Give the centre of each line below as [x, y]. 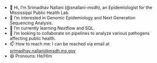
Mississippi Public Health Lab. [39, 13]
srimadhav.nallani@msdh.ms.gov [43, 51]
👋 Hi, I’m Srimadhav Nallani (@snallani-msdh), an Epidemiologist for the [81, 8]
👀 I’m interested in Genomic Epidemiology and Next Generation [72, 18]
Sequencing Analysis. [31, 23]
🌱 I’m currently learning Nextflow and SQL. [52, 28]
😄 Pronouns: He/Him [31, 56]
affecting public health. [33, 38]
